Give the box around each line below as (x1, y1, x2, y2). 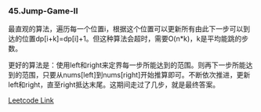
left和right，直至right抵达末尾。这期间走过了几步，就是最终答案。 (8, 80, 220, 89)
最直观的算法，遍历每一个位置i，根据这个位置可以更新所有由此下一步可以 (8, 24, 244, 34)
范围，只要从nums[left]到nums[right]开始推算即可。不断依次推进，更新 (21, 70, 251, 80)
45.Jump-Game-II (8, 5, 78, 16)
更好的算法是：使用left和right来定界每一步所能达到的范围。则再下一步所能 (8, 60, 247, 70)
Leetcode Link (8, 96, 55, 105)
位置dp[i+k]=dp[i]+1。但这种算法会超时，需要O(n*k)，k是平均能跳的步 (21, 34, 249, 44)
